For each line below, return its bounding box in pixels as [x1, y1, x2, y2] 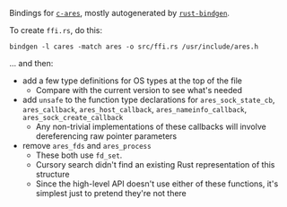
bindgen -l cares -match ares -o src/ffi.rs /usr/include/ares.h [9, 42, 258, 51]
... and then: [9, 58, 54, 68]
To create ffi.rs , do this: [9, 25, 103, 35]
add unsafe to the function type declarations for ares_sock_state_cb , [22, 94, 275, 105]
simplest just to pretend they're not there [35, 188, 187, 198]
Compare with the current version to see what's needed [35, 85, 242, 95]
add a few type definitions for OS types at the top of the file [22, 75, 243, 86]
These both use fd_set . [35, 150, 123, 160]
